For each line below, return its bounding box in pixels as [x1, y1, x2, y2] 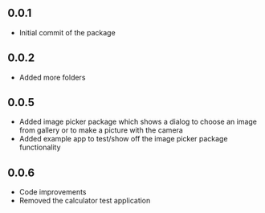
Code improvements [18, 187, 87, 197]
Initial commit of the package [18, 27, 116, 37]
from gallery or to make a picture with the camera [18, 125, 184, 135]
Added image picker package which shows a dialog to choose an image [18, 117, 258, 127]
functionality [18, 142, 61, 152]
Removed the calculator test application [18, 196, 151, 206]
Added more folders [18, 72, 86, 82]
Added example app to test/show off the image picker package [18, 134, 228, 144]
